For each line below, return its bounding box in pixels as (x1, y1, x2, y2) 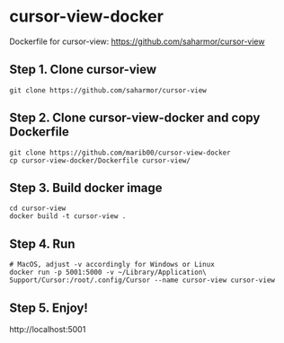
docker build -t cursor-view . (9, 212, 127, 221)
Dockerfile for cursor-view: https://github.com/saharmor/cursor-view (9, 36, 265, 47)
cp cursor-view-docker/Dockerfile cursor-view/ (9, 155, 191, 165)
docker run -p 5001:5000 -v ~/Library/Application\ (9, 268, 207, 277)
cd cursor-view (9, 204, 67, 213)
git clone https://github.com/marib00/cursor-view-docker (9, 148, 231, 157)
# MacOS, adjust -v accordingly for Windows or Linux (9, 260, 216, 269)
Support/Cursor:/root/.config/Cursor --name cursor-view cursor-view (9, 276, 276, 285)
